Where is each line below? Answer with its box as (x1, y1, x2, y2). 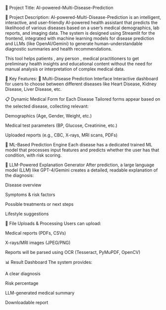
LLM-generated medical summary (5, 290, 75, 296)
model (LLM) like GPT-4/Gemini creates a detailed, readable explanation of (5, 167, 158, 173)
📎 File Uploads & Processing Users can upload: (5, 221, 102, 226)
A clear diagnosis (5, 271, 41, 276)
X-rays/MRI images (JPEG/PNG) (5, 240, 71, 246)
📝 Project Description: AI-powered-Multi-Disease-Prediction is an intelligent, (5, 14, 161, 20)
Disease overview (5, 182, 42, 188)
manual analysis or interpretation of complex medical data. (5, 66, 125, 72)
